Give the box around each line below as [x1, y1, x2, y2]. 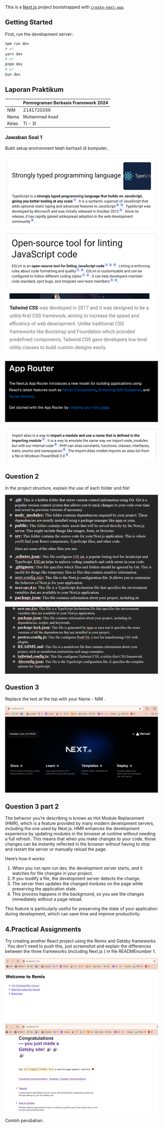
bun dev [5, 72, 21, 77]
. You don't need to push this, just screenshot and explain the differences [5, 943, 151, 949]
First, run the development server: [5, 31, 73, 37]
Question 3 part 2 [5, 802, 59, 811]
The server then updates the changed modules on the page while [12, 881, 143, 887]
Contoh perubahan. [5, 1117, 44, 1123]
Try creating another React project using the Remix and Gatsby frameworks [5, 938, 156, 944]
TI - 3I [23, 120, 36, 126]
